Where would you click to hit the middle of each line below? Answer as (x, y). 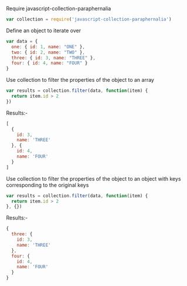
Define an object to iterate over (43, 30)
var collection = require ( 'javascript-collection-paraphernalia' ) (89, 19)
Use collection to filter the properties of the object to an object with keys (93, 178)
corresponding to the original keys (47, 185)
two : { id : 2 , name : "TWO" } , (48, 52)
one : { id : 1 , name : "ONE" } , (48, 46)
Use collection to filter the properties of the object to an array (80, 80)
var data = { (22, 41)
